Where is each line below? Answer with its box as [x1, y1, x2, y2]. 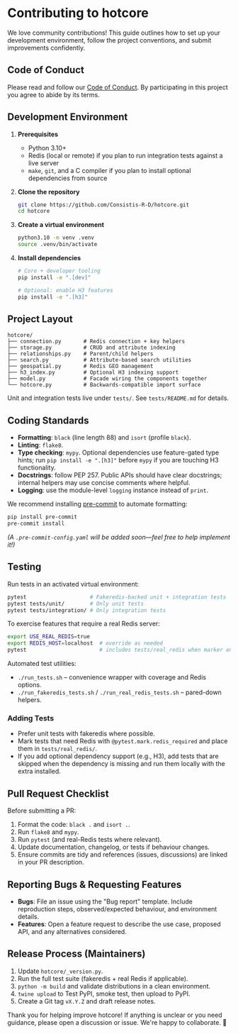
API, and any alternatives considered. [17, 927, 127, 935]
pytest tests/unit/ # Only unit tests [7, 600, 144, 607]
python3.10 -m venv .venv [17, 234, 94, 242]
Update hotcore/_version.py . [17, 967, 103, 975]
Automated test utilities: [7, 660, 76, 667]
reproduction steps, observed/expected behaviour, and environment [17, 904, 217, 913]
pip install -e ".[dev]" [17, 274, 91, 281]
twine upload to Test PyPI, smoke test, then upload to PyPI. [17, 989, 191, 998]
